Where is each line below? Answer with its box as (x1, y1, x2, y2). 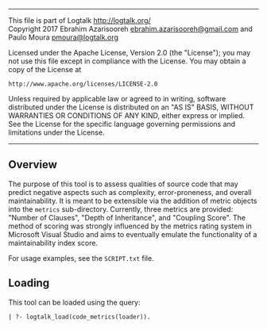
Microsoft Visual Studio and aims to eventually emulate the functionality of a (8, 229, 257, 239)
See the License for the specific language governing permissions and (8, 120, 236, 128)
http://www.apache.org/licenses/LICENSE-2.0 (8, 80, 158, 88)
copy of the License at (8, 65, 82, 74)
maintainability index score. (8, 238, 98, 247)
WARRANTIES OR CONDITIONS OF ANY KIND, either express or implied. (8, 111, 245, 120)
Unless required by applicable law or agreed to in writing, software (8, 94, 226, 103)
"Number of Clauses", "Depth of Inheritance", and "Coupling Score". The (8, 212, 246, 222)
